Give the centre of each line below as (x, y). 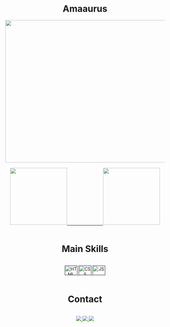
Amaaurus (85, 9)
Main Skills (85, 249)
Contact (85, 299)
